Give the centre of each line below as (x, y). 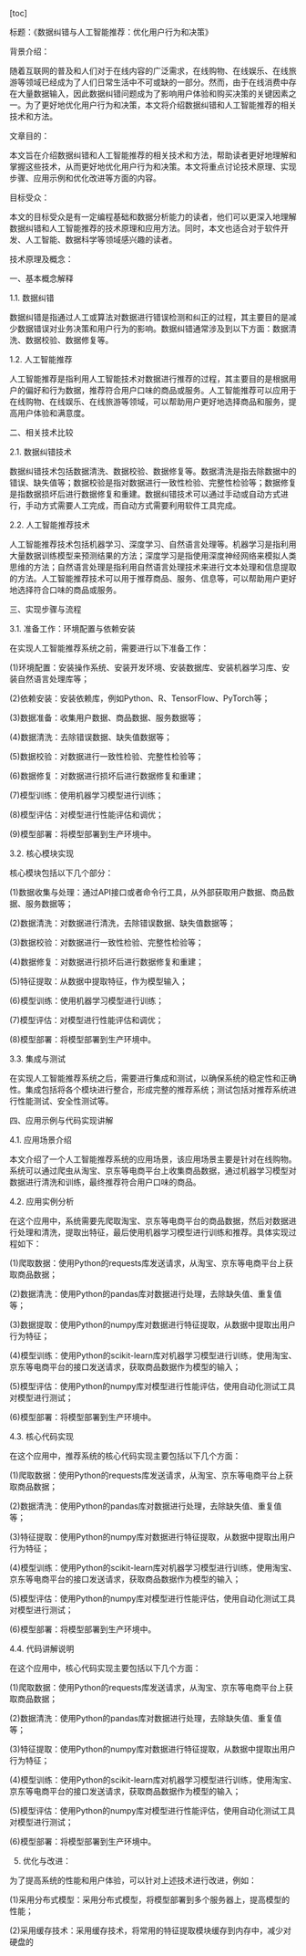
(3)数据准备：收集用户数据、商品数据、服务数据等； (107, 717)
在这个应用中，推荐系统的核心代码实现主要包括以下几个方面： (125, 1456)
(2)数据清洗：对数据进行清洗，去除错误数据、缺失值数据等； (122, 923)
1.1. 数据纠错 (32, 298)
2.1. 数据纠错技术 (41, 452)
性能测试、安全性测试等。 (65, 1101)
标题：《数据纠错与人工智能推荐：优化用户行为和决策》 (111, 32)
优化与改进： (46, 1861)
